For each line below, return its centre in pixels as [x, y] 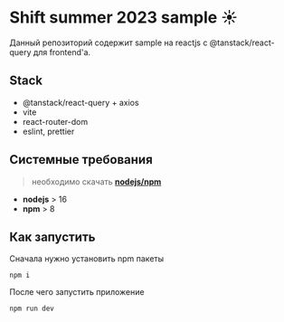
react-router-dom [55, 121]
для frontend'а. [62, 52]
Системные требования [81, 160]
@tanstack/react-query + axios [80, 102]
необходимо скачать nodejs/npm [96, 181]
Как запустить [52, 237]
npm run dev [32, 309]
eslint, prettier [48, 131]
